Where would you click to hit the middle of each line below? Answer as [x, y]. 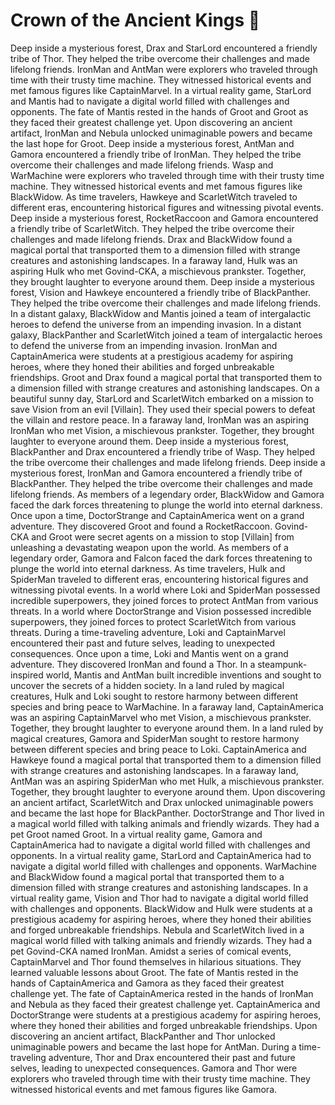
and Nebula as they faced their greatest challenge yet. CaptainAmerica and [165, 1004]
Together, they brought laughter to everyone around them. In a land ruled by [167, 728]
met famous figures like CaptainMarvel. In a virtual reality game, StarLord [161, 90]
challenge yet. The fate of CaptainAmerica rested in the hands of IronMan [162, 993]
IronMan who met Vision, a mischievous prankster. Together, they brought [162, 430]
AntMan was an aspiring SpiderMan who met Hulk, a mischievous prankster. [167, 781]
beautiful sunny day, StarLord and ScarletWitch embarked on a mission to [162, 398]
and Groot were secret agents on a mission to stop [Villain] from [163, 536]
